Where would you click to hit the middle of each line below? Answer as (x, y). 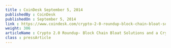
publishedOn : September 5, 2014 (41, 19)
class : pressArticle (28, 38)
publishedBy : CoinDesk (31, 14)
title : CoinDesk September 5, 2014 (44, 10)
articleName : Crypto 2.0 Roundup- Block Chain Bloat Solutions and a (82, 33)
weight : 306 (18, 28)
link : (12, 24)
